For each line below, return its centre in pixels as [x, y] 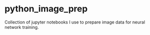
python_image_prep [46, 9]
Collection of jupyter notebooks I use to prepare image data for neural [75, 22]
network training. [22, 27]
